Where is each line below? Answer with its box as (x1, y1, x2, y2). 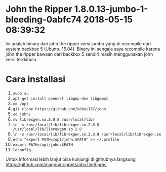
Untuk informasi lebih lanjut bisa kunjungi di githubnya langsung (5, 156, 136, 162)
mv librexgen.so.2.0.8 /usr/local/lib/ (12, 117, 95, 122)
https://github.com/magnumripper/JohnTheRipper (5, 161, 107, 167)
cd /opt (12, 101, 29, 106)
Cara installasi (5, 74, 66, 85)
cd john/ (12, 112, 31, 117)
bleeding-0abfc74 (5, 14, 82, 25)
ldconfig (12, 147, 31, 152)
